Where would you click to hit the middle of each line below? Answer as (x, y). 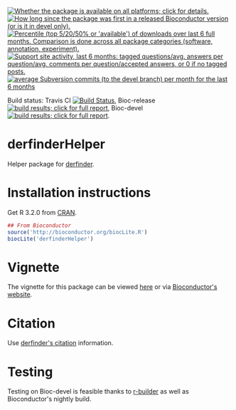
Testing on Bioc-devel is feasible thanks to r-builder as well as (98, 391)
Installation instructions (79, 193)
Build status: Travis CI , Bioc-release (81, 100)
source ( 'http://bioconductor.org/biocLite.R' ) (77, 232)
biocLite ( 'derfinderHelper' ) (50, 238)
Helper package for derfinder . (51, 164)
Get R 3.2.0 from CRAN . (42, 212)
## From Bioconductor (39, 225)
